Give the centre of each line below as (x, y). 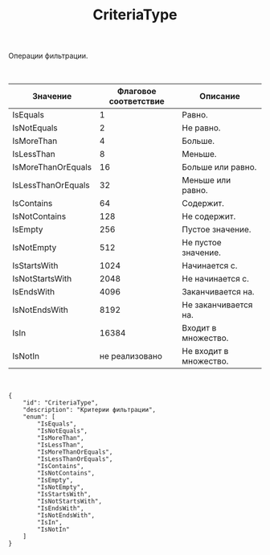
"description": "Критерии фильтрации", (90, 410)
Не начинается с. (215, 279)
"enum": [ (39, 417)
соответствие (137, 101)
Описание (220, 97)
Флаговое (137, 92)
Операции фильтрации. (48, 56)
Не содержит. (209, 216)
